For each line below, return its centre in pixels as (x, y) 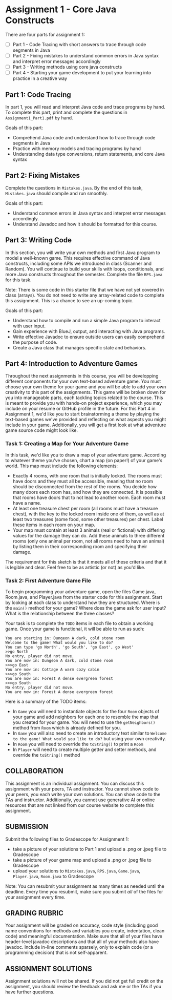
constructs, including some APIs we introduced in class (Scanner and (79, 263)
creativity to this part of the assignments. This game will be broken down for (86, 392)
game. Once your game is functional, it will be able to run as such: (75, 629)
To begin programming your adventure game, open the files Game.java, (81, 592)
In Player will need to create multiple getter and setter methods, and (85, 749)
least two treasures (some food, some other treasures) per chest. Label (88, 519)
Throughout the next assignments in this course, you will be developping (82, 376)
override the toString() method (46, 755)
